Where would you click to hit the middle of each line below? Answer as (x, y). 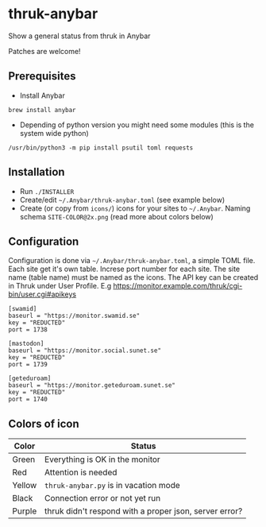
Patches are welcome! (44, 51)
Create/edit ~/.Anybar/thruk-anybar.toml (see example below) (122, 200)
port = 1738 (28, 330)
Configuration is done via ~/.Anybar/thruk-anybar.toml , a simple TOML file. (132, 261)
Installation (37, 172)
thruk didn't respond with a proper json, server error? (144, 511)
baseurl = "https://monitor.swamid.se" (74, 316)
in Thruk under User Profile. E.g (60, 286)
